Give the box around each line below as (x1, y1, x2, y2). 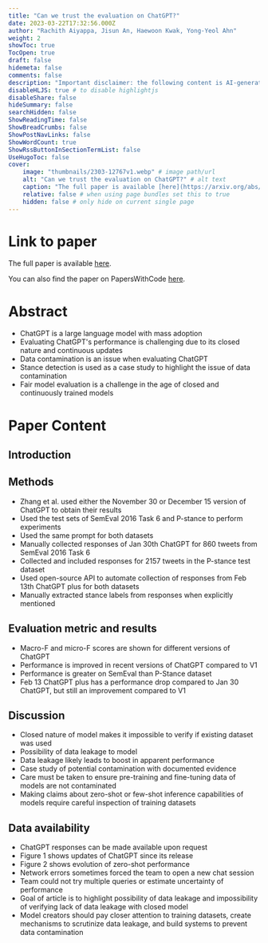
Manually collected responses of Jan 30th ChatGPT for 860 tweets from (19, 539, 258, 548)
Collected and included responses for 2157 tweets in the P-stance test (19, 556, 251, 565)
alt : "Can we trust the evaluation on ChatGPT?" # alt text (22, 175, 227, 184)
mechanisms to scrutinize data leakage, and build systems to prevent (19, 919, 248, 929)
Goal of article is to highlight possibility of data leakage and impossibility (19, 893, 258, 903)
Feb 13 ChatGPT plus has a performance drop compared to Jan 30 (19, 677, 239, 687)
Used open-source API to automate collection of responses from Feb (19, 573, 247, 583)
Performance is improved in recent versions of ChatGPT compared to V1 (19, 660, 258, 669)
